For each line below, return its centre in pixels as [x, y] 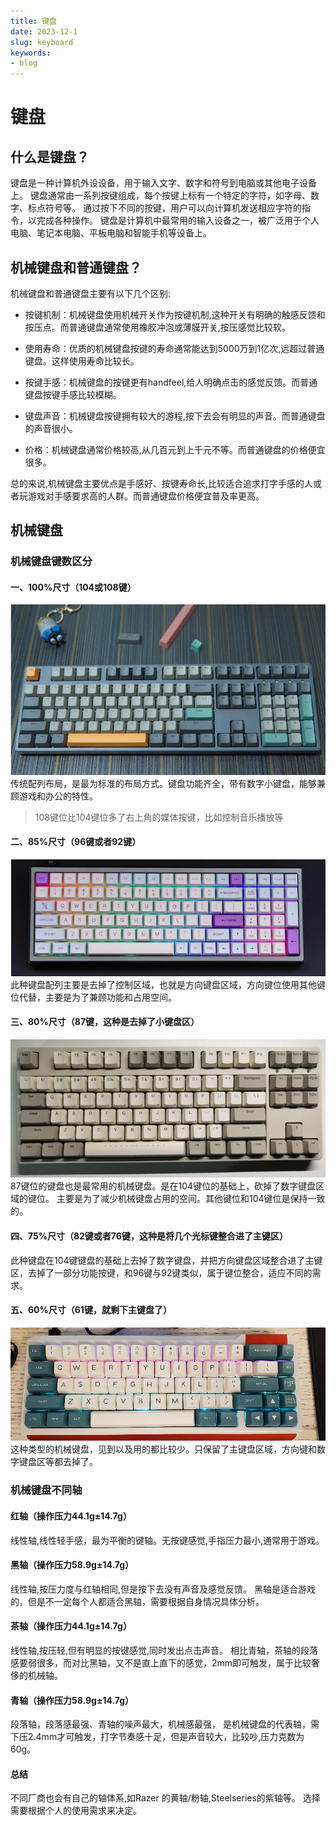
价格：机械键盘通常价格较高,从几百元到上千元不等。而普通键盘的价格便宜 [175, 449]
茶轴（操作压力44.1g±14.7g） [71, 1626]
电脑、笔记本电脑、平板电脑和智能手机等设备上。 [111, 233]
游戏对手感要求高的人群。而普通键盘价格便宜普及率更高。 [146, 496]
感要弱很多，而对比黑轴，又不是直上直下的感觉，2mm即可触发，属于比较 [161, 1662]
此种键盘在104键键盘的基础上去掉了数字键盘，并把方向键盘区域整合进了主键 [166, 1260]
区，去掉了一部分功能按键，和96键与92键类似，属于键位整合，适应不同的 [161, 1272]
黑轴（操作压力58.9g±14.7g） [72, 1565]
